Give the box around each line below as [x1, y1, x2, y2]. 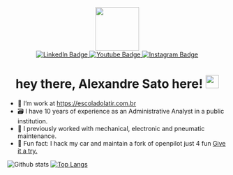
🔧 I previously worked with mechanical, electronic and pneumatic [17, 124, 205, 132]
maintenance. [17, 132, 57, 140]
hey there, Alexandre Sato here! [15, 76, 204, 92]
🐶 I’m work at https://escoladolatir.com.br [17, 99, 137, 107]
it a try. [17, 146, 38, 155]
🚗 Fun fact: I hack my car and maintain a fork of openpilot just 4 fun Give [17, 139, 226, 147]
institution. [17, 116, 48, 125]
